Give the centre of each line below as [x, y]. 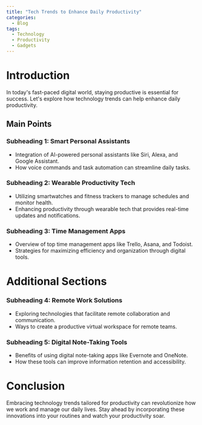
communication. [35, 320]
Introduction [38, 76]
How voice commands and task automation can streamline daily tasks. [103, 167]
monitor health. [34, 203]
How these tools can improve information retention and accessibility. [100, 362]
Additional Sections [57, 281]
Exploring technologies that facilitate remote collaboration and [93, 313]
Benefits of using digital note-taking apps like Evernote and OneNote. [101, 355]
